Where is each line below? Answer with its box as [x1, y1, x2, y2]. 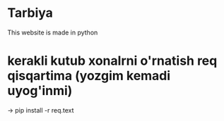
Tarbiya [7, 5, 53, 21]
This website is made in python [7, 28, 98, 37]
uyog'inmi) [7, 83, 73, 99]
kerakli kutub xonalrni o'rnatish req [7, 53, 218, 69]
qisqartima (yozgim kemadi [7, 68, 171, 84]
